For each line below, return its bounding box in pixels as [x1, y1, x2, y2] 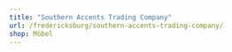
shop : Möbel [9, 29, 53, 38]
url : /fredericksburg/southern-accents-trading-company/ [9, 21, 224, 30]
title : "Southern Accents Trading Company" [9, 12, 173, 22]
